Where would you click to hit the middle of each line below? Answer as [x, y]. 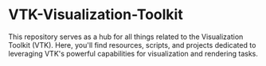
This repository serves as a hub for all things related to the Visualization [126, 37]
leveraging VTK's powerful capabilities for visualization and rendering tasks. [133, 53]
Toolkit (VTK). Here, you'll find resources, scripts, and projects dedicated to [132, 45]
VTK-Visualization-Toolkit [96, 15]
